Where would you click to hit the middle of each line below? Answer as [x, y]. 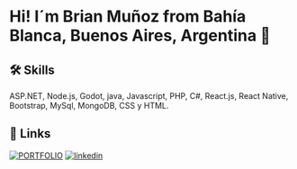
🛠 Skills [32, 70]
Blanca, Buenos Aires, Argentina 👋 [140, 36]
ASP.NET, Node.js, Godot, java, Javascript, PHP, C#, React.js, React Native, [149, 96]
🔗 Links [30, 133]
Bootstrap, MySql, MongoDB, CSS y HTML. [89, 106]
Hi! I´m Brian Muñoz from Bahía [128, 17]
